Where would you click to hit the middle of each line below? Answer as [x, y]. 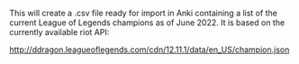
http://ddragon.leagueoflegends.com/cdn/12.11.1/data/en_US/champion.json [149, 50]
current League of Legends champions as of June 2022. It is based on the [147, 23]
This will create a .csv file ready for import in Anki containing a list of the [143, 13]
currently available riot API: [59, 32]
